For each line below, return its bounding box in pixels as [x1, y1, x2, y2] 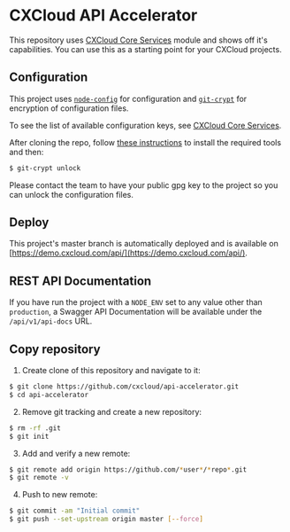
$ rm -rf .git [9, 423, 62, 433]
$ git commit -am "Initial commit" [9, 506, 141, 515]
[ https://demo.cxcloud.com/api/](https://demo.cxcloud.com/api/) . [9, 247, 248, 258]
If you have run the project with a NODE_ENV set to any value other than [9, 297, 263, 308]
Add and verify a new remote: [21, 448, 131, 458]
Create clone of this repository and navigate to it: [21, 365, 201, 376]
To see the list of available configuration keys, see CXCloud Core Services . [9, 120, 282, 130]
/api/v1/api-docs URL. [9, 316, 93, 326]
